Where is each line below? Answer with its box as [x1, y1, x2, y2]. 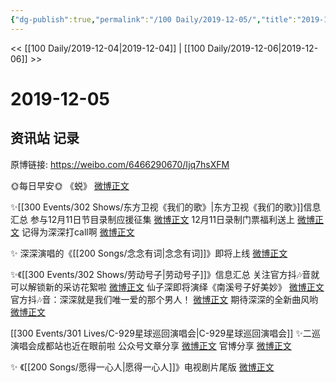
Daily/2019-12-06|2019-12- [207, 42, 319, 54]
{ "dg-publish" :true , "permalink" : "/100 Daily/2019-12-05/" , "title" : [10, 14, 298, 25]
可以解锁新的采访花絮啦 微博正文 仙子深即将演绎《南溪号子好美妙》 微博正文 [10, 281, 325, 293]
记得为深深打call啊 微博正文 [21, 226, 135, 238]
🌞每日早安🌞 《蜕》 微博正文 [10, 179, 130, 191]
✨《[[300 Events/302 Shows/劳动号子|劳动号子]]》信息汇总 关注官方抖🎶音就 [10, 268, 320, 280]
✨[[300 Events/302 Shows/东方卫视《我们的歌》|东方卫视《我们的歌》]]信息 [10, 201, 322, 213]
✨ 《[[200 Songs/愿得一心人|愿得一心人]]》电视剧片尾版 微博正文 [10, 361, 275, 373]
